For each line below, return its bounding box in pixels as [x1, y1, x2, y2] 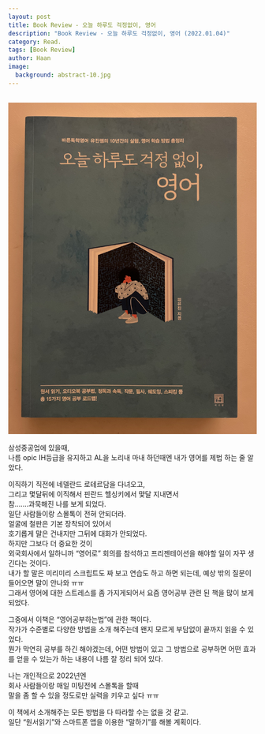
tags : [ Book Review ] [8, 46, 77, 54]
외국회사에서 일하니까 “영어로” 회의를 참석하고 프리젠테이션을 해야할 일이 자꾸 [8, 549, 246, 558]
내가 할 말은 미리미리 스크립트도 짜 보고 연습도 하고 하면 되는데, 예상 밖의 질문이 [8, 568, 252, 578]
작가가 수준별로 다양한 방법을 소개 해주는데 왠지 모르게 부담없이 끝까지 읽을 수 [8, 624, 246, 634]
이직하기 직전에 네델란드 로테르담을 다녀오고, [8, 479, 146, 489]
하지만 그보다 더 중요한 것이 [8, 538, 93, 548]
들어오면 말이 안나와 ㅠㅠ [8, 578, 84, 587]
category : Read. [8, 38, 62, 46]
